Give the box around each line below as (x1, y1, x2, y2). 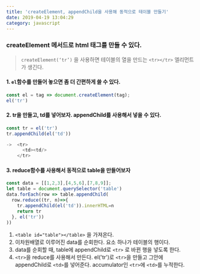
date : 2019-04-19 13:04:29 (6, 14, 74, 20)
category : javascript (6, 20, 61, 26)
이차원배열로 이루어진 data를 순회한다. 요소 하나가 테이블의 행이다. (14, 238, 171, 246)
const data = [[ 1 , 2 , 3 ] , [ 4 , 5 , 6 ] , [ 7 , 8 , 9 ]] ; (6, 180, 112, 187)
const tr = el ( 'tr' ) (6, 125, 58, 131)
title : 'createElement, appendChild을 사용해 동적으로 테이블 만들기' (6, 8, 169, 15)
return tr (17, 208, 42, 214)
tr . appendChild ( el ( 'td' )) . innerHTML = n (17, 202, 114, 208)
